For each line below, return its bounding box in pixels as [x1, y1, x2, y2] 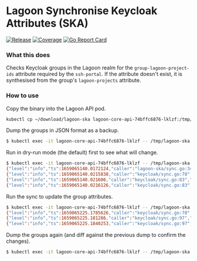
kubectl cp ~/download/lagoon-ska [6, 116, 91, 122]
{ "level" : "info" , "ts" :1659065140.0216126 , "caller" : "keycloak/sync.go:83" [6, 182, 191, 188]
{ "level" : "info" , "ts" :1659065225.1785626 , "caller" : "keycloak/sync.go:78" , [6, 210, 193, 216]
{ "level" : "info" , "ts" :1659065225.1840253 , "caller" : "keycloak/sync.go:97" [6, 221, 191, 227]
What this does [6, 51, 50, 59]
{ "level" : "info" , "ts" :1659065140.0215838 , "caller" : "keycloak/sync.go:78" [6, 171, 191, 177]
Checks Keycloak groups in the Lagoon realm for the [6, 64, 133, 71]
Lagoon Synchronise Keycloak [6, 4, 158, 18]
